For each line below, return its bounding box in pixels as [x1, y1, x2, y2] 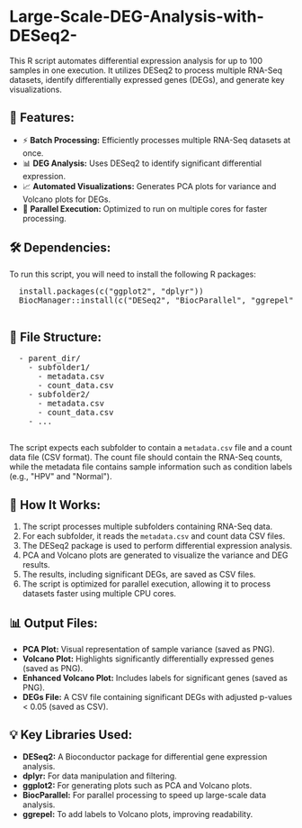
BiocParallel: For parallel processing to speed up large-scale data [22, 789, 267, 800]
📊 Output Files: [9, 615, 98, 631]
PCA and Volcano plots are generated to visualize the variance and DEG [22, 550, 289, 560]
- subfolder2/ [28, 389, 91, 400]
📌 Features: [9, 110, 75, 125]
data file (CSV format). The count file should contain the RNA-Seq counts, [9, 452, 283, 463]
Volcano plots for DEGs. [22, 194, 111, 205]
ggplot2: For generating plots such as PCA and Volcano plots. [22, 779, 253, 790]
